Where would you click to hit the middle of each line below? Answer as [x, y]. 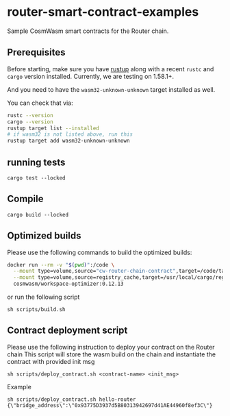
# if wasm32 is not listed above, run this [70, 134]
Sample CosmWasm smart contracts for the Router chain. [88, 31]
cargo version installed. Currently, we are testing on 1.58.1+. [91, 76]
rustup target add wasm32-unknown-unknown [68, 141]
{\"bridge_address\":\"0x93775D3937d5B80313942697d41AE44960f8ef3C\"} [110, 405]
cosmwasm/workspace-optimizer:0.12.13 [69, 284]
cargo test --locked [37, 178]
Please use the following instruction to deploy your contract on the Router [111, 347]
